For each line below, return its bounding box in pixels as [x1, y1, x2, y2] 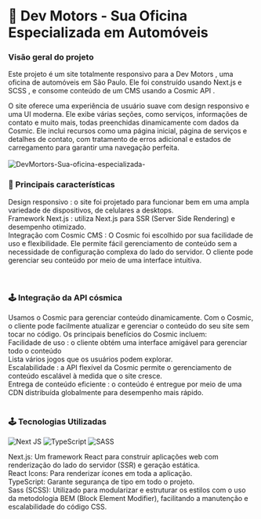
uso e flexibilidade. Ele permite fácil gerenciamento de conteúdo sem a [8, 238, 237, 248]
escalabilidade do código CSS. [8, 502, 107, 512]
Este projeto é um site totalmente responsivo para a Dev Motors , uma [8, 70, 234, 79]
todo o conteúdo [8, 347, 62, 356]
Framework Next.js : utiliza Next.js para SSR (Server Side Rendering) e [8, 213, 235, 223]
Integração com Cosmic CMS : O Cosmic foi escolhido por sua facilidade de [8, 230, 253, 240]
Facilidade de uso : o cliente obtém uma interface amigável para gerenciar [8, 338, 248, 347]
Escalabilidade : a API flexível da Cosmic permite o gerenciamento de [8, 363, 232, 372]
